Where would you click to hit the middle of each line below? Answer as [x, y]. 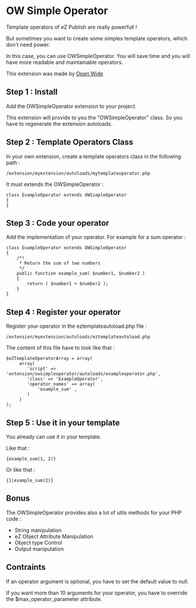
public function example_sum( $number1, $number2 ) [81, 274]
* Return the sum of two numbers [60, 263]
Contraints [26, 567]
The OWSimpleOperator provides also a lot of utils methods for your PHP [94, 512]
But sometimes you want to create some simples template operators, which [97, 38]
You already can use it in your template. [54, 437]
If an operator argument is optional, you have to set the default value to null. [97, 581]
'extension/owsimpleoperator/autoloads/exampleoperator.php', [83, 374]
